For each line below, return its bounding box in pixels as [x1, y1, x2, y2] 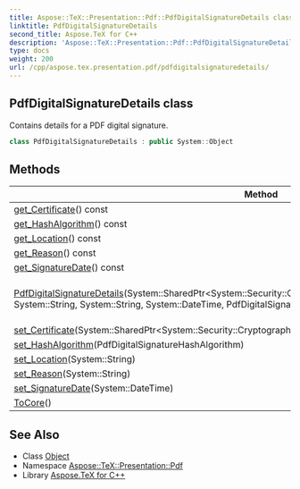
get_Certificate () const [13, 203, 109, 215]
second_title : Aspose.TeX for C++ [9, 30, 138, 38]
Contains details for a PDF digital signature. [9, 120, 169, 131]
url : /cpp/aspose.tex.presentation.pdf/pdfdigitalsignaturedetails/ [9, 63, 270, 72]
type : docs [9, 46, 50, 55]
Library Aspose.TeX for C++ [21, 470, 126, 481]
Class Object [21, 451, 70, 461]
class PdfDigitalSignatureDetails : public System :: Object [9, 137, 234, 146]
